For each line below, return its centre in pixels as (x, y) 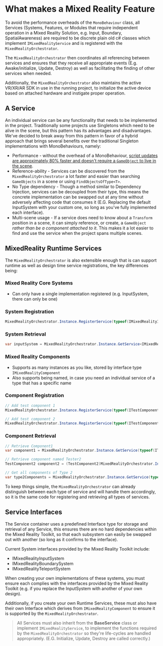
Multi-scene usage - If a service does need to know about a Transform (82, 217)
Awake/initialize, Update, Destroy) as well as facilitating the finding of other (80, 68)
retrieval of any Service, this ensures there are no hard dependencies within (81, 529)
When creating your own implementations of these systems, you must (75, 578)
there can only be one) (35, 299)
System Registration (30, 311)
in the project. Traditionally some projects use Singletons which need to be (80, 125)
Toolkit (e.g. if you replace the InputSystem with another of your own (73, 589)
